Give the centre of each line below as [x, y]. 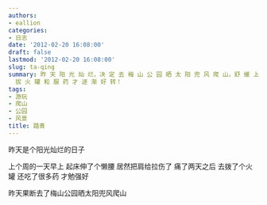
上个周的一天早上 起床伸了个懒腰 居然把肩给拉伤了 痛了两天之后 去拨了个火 [130, 166]
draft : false [30, 52]
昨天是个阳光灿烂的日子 [46, 149]
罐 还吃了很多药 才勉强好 [48, 176]
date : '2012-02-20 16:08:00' [56, 45]
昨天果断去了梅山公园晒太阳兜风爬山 [68, 193]
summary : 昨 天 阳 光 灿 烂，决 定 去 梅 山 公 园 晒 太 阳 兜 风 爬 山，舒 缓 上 [134, 74]
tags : [17, 89]
